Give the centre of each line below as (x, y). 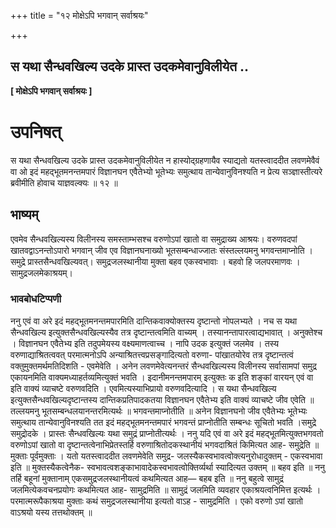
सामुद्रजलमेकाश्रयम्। (41, 272)
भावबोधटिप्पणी (36, 299)
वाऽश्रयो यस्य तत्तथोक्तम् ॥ (51, 512)
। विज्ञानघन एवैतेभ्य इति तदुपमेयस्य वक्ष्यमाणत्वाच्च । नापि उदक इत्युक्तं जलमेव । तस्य (145, 343)
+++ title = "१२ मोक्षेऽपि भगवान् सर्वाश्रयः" (79, 15)
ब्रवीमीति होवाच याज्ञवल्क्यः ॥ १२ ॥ (64, 182)
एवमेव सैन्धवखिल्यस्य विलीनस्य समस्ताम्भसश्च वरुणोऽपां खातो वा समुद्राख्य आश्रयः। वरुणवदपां (154, 239)
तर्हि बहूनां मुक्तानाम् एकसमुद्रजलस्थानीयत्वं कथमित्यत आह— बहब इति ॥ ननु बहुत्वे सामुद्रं (147, 478)
